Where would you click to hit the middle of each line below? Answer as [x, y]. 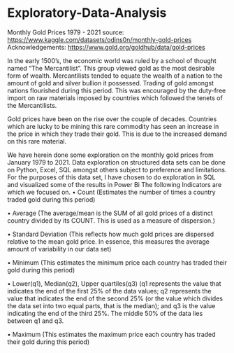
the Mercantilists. [32, 105]
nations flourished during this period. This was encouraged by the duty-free [117, 90]
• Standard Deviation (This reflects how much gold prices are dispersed [111, 234]
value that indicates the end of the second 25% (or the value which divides [115, 298]
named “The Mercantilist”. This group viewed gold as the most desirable [111, 68]
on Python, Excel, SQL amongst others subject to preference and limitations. [117, 169]
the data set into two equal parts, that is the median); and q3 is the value [111, 305]
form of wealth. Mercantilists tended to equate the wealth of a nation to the [115, 76]
